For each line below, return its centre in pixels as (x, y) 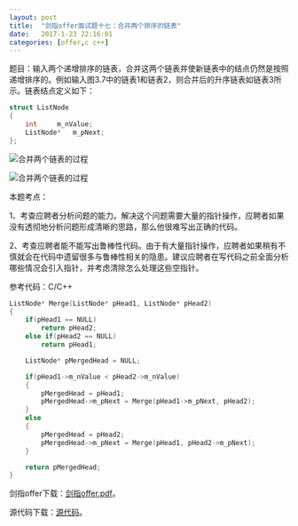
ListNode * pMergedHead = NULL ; (83, 361)
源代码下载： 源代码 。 (48, 513)
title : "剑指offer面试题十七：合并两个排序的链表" (95, 26)
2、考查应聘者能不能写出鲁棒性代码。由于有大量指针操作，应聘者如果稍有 (144, 245)
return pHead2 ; (69, 328)
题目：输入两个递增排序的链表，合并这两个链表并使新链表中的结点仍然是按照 (149, 68)
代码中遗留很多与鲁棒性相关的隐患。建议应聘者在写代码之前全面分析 (164, 256)
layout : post (33, 17)
